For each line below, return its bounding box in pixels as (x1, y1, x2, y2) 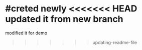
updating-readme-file (92, 39, 137, 45)
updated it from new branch (5, 13, 124, 25)
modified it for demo (5, 30, 48, 36)
